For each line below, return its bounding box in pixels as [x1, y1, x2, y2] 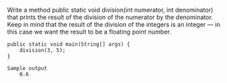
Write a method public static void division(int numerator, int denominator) [7, 6, 214, 14]
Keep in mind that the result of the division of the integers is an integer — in [7, 21, 221, 28]
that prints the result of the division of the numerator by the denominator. [7, 13, 213, 21]
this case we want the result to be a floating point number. [7, 27, 171, 36]
